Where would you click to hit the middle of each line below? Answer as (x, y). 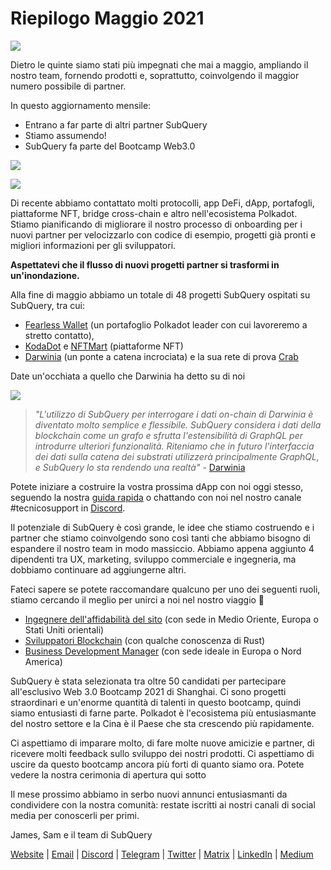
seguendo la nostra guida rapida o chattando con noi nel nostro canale (156, 497)
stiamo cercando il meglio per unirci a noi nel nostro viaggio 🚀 (137, 599)
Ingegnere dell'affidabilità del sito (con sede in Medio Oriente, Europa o (171, 619)
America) (43, 661)
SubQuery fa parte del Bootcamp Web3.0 (110, 146)
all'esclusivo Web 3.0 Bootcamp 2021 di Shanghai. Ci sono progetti (148, 691)
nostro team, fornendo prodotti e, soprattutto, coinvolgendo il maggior (155, 75)
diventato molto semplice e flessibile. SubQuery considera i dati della (178, 424)
